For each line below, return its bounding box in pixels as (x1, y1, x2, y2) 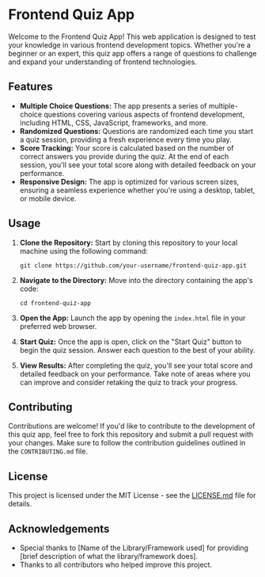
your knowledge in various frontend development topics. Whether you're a (8, 40, 252, 49)
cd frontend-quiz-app (19, 299, 91, 307)
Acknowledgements (8, 522, 110, 536)
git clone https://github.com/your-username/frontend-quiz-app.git (19, 262, 247, 269)
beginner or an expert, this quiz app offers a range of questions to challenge (8, 48, 257, 58)
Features (8, 80, 53, 94)
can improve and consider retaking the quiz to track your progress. (19, 377, 238, 387)
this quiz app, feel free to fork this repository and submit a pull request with (8, 430, 254, 439)
